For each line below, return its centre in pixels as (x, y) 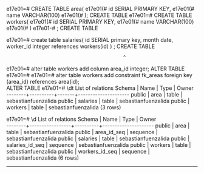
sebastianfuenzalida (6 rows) (43, 158)
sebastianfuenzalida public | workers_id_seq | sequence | (78, 151)
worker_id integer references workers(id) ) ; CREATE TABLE (81, 46)
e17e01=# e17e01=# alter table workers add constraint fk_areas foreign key (99, 75)
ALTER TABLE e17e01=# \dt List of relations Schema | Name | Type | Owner (100, 88)
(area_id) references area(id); (43, 82)
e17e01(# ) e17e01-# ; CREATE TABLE (52, 28)
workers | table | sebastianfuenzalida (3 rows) (64, 107)
